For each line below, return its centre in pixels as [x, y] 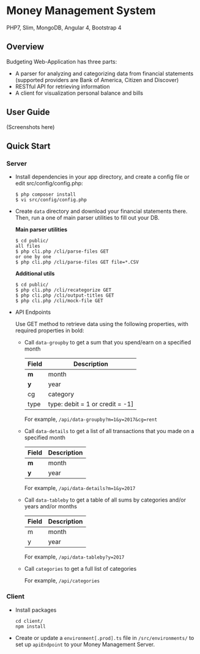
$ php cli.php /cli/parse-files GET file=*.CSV [77, 262]
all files [28, 246]
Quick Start [28, 146]
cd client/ [29, 621]
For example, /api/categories [62, 581]
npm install [30, 626]
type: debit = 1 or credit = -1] [91, 404]
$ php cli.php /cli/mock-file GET [59, 301]
